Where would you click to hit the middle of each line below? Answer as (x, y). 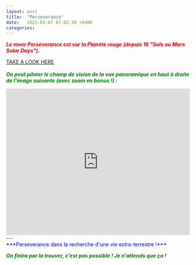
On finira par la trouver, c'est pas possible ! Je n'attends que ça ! (86, 256)
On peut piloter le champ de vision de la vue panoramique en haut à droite (98, 74)
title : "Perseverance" (35, 17)
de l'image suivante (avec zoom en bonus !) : (62, 81)
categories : (20, 28)
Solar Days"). (23, 51)
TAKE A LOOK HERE (30, 62)
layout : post (22, 11)
